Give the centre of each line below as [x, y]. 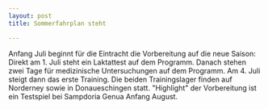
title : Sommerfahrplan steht [57, 23]
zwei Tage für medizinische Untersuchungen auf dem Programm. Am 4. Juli [134, 70]
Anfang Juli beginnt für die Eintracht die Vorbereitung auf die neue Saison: [132, 53]
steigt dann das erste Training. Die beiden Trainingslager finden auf [120, 79]
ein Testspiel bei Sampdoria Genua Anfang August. [93, 96]
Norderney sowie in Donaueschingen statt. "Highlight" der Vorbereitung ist [132, 88]
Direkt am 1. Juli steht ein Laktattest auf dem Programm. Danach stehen [128, 62]
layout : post [30, 16]
